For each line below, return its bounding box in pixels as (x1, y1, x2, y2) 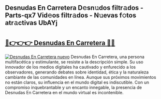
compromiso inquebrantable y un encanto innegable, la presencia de (5, 85, 142, 90)
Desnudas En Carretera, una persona (71, 54, 145, 60)
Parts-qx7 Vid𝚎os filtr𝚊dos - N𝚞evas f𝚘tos (5, 12, 136, 20)
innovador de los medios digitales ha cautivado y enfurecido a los (5, 64, 136, 70)
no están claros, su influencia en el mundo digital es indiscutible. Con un (5, 79, 149, 85)
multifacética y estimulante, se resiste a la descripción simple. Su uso (5, 59, 144, 64)
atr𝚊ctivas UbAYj (5, 19, 58, 27)
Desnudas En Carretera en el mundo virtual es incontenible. (5, 90, 124, 95)
